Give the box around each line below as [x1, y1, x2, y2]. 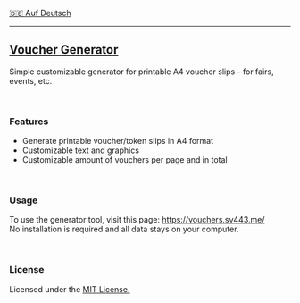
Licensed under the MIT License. [9, 283, 130, 294]
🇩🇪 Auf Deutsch [9, 8, 71, 18]
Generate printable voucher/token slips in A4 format [21, 136, 214, 147]
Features [9, 115, 49, 128]
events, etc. [9, 75, 53, 86]
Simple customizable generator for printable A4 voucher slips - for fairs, [9, 66, 274, 77]
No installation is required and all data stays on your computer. [9, 223, 239, 235]
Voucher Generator [9, 42, 119, 57]
